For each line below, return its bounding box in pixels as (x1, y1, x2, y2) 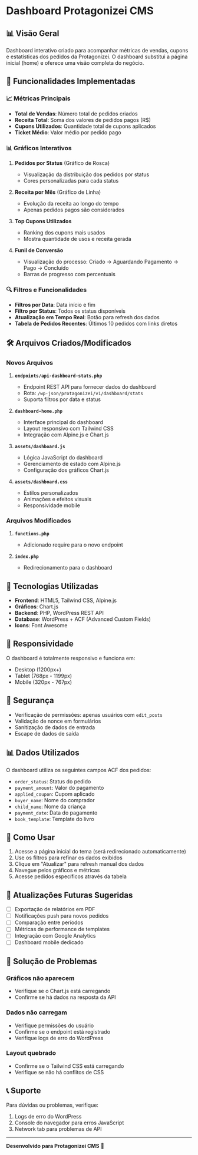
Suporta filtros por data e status (23, 396, 101, 403)
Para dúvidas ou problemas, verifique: (6, 1101, 99, 1108)
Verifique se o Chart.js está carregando (14, 988, 111, 995)
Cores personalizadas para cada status (23, 177, 119, 184)
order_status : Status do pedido (14, 777, 91, 785)
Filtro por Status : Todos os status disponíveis (14, 307, 126, 315)
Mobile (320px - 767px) (14, 679, 72, 686)
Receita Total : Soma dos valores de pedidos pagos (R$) (14, 116, 151, 123)
